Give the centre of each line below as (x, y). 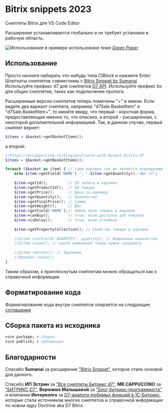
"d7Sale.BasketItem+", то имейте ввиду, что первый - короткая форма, (80, 111)
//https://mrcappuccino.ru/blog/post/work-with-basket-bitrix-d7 (74, 155)
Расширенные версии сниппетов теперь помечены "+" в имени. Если (80, 101)
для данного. (19, 374)
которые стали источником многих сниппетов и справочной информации (84, 400)
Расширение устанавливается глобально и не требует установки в (77, 32)
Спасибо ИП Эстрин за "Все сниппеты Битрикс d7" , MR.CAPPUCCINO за (83, 384)
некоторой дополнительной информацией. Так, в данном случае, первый (84, 122)
